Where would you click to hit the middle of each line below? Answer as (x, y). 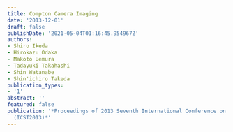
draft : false (26, 27)
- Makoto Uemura (31, 59)
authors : (20, 40)
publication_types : (36, 85)
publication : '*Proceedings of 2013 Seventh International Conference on (117, 111)
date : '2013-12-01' (36, 20)
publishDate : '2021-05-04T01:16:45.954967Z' (73, 33)
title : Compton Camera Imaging (53, 14)
